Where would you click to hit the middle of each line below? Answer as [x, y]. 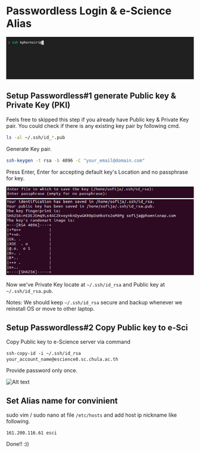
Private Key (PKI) [38, 105]
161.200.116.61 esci [32, 433]
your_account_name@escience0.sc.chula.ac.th [62, 360]
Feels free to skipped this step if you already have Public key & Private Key [98, 119]
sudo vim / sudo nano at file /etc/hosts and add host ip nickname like [92, 415]
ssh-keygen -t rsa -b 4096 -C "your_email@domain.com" [76, 161]
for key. [15, 178]
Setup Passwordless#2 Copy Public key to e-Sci [97, 327]
